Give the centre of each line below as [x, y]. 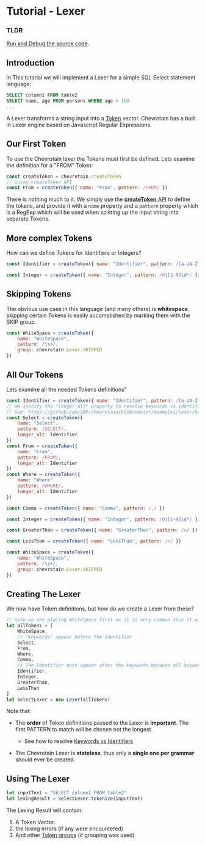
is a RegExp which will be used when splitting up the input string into [92, 213]
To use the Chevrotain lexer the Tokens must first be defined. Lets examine [101, 159]
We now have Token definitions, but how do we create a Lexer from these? [100, 609]
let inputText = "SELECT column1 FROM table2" [67, 793]
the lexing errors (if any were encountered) [69, 829]
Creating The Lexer [44, 594]
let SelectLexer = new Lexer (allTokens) [59, 700]
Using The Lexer [38, 779]
